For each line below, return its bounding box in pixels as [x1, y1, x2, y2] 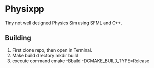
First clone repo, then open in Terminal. [12, 47, 92, 53]
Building [5, 34, 31, 42]
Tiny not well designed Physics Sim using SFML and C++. [5, 20, 122, 26]
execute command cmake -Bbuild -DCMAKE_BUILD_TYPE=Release [12, 58, 150, 64]
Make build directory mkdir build [12, 52, 78, 58]
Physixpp [5, 3, 44, 15]
